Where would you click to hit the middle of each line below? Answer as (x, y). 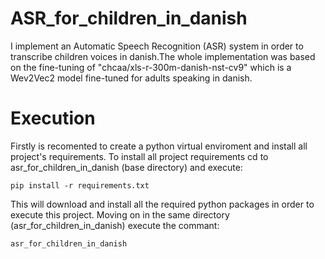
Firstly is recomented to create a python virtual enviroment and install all (159, 146)
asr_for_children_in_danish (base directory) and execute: (126, 167)
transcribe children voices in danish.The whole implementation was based (163, 56)
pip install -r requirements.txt (80, 185)
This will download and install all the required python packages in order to (162, 204)
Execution (53, 118)
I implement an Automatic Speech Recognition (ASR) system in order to (157, 46)
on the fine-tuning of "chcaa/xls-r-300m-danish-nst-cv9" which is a (151, 67)
